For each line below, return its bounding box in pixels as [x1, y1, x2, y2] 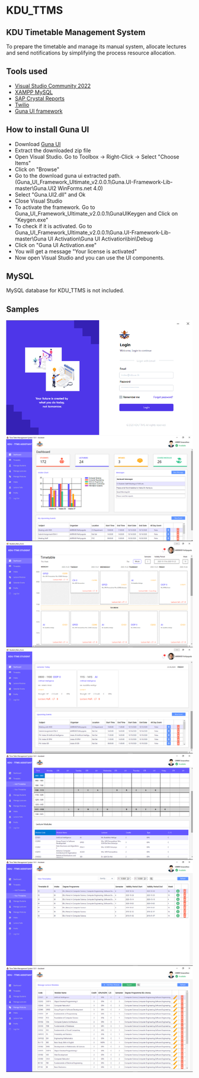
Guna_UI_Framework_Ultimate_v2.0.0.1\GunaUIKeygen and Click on [14, 210, 178, 217]
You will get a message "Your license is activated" [14, 248, 137, 255]
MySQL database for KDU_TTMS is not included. [6, 287, 124, 294]
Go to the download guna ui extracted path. [14, 172, 121, 179]
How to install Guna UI [6, 125, 89, 135]
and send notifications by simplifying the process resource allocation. [6, 49, 176, 56]
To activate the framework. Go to [14, 203, 95, 211]
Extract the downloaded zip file [14, 147, 91, 154]
